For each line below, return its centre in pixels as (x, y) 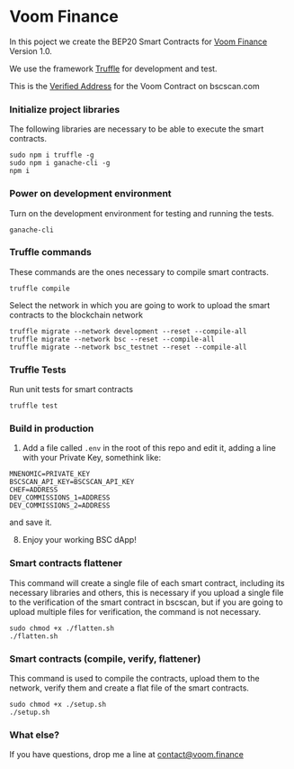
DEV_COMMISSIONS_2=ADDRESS (60, 506)
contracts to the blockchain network (76, 315)
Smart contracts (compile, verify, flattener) (105, 658)
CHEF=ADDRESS (34, 490)
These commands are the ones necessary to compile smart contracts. (139, 271)
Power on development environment (91, 194)
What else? (35, 735)
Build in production (52, 428)
